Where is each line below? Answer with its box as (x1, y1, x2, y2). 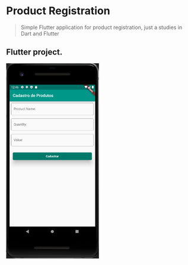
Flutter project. (6, 47, 63, 57)
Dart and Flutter (20, 30, 59, 37)
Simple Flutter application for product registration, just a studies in (20, 24, 183, 31)
